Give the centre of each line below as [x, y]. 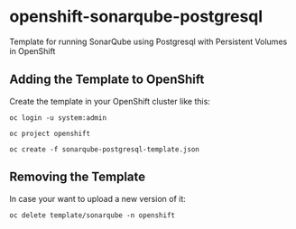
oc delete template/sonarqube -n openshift [92, 215]
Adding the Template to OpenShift [107, 80]
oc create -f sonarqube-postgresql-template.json [105, 149]
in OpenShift [32, 50]
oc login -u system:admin [58, 118]
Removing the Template [78, 177]
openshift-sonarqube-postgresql [136, 17]
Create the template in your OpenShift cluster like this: [110, 101]
